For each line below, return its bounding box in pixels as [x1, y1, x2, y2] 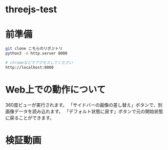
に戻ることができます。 [5, 115, 55, 121]
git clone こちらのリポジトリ [5, 46, 63, 51]
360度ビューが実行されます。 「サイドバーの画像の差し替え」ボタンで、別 [5, 102, 163, 108]
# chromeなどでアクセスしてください [5, 60, 73, 65]
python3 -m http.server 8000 [5, 51, 68, 56]
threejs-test [5, 4, 57, 15]
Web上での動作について [5, 84, 106, 96]
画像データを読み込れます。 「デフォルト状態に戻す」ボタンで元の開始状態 [5, 108, 163, 114]
